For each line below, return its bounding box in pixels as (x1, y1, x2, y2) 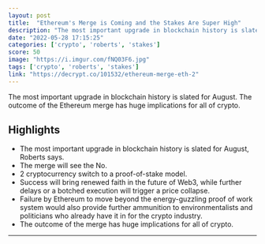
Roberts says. (19, 152, 65, 162)
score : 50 (8, 48, 41, 56)
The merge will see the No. (19, 161, 108, 171)
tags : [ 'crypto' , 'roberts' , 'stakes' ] (8, 63, 140, 71)
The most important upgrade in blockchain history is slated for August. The (8, 92, 252, 101)
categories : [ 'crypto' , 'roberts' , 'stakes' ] (8, 41, 160, 49)
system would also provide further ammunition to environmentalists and (19, 203, 253, 212)
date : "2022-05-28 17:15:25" (8, 33, 104, 42)
